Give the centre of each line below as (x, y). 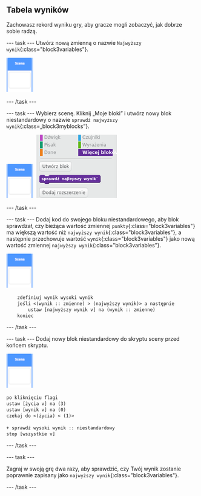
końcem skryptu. (27, 345)
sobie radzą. (22, 31)
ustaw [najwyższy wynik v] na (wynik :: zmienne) (92, 310)
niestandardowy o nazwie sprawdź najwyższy (62, 119)
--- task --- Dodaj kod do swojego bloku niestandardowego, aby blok (93, 219)
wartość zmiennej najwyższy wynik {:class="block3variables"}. (84, 245)
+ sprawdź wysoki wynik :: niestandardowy (61, 428)
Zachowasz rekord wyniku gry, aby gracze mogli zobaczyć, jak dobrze (94, 24)
